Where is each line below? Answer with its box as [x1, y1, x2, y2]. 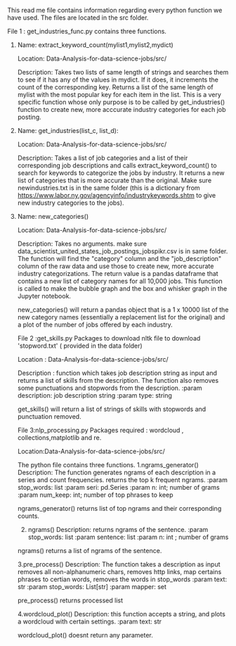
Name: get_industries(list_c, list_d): [17, 127, 119, 134]
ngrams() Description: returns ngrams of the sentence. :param [27, 526, 209, 533]
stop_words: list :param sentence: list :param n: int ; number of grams [27, 533, 229, 541]
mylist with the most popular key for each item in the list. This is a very [17, 91, 221, 99]
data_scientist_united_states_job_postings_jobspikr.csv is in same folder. [17, 247, 228, 255]
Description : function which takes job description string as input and [17, 369, 218, 377]
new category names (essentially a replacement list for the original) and [17, 313, 225, 321]
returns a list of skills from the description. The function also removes [17, 376, 219, 384]
